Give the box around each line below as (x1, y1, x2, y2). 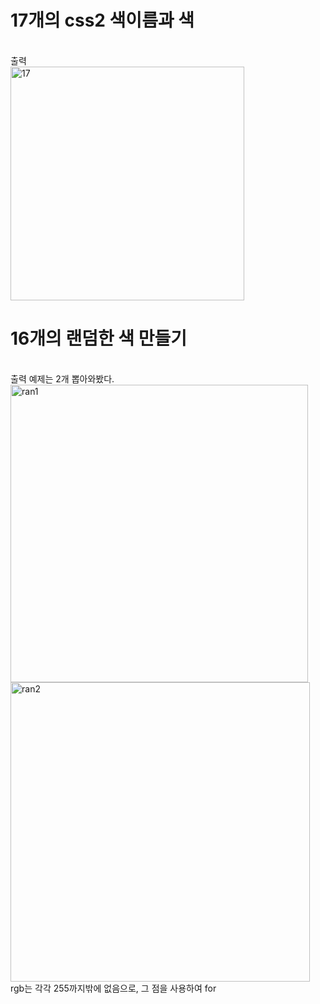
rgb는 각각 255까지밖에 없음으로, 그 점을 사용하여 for (10, 982, 217, 994)
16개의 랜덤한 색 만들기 (10, 327, 187, 350)
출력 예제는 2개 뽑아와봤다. (10, 372, 115, 385)
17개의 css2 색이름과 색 (10, 9, 195, 32)
